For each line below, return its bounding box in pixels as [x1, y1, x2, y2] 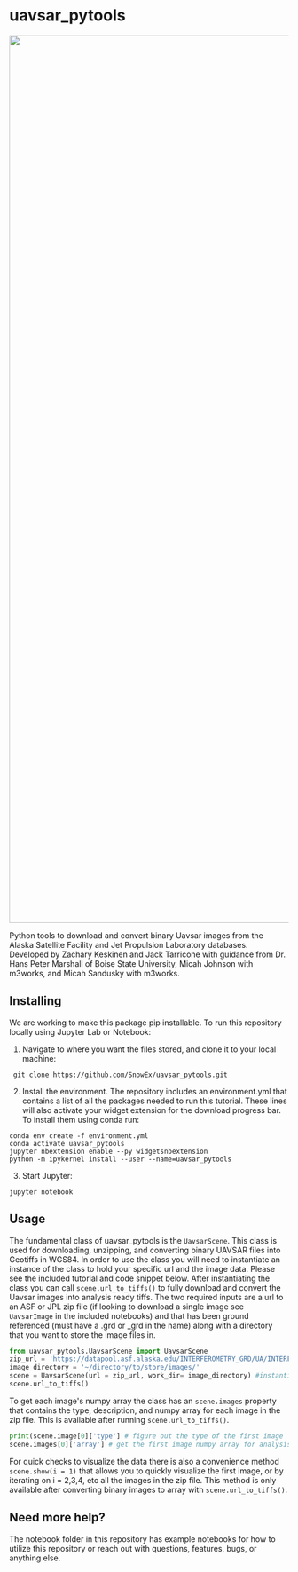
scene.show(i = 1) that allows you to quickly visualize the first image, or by [9, 1465, 284, 1476]
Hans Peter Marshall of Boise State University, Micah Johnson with [9, 958, 254, 968]
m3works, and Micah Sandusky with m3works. [9, 968, 180, 978]
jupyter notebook [9, 1187, 74, 1197]
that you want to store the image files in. [9, 1329, 156, 1340]
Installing [9, 993, 62, 1008]
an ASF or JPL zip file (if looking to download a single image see [9, 1301, 245, 1312]
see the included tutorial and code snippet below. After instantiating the [9, 1273, 271, 1284]
